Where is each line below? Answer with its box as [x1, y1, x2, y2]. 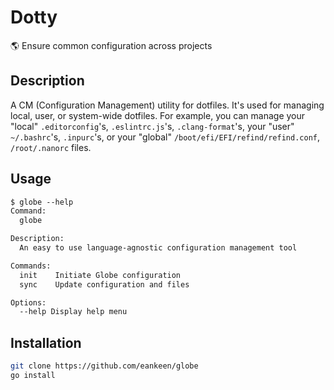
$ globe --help [10, 197, 74, 207]
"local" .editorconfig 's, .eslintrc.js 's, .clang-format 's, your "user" [10, 120, 295, 132]
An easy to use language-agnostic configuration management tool [19, 243, 298, 253]
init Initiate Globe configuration [19, 270, 182, 280]
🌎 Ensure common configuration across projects [10, 39, 213, 51]
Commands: [10, 261, 52, 271]
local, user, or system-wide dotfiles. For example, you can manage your [10, 109, 306, 121]
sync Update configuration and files [19, 279, 190, 290]
